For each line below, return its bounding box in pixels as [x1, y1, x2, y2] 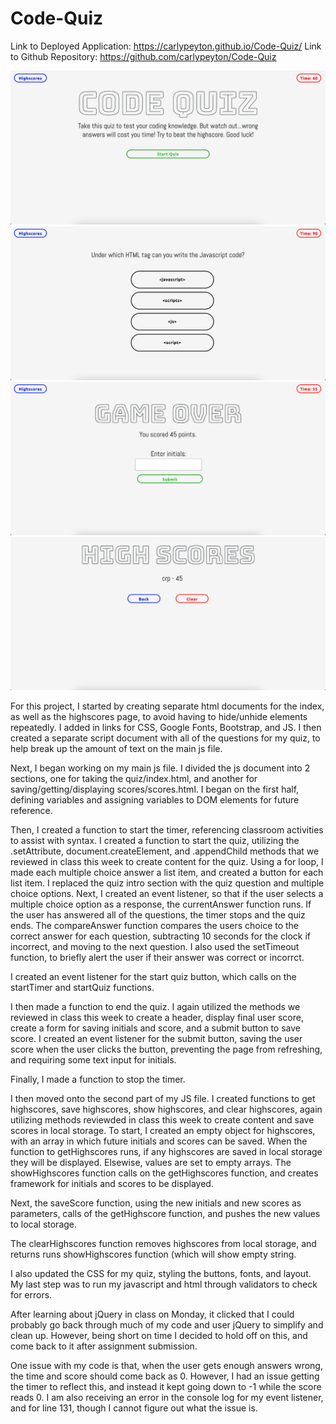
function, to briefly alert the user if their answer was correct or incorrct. [10, 952, 305, 964]
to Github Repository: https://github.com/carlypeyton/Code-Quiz [10, 50, 277, 62]
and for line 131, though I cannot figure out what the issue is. [10, 1402, 258, 1414]
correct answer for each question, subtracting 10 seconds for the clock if [10, 930, 312, 942]
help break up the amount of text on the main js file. [10, 743, 223, 755]
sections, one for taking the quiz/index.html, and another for [10, 773, 258, 785]
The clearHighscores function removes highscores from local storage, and [10, 1238, 317, 1250]
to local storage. [10, 1218, 78, 1231]
